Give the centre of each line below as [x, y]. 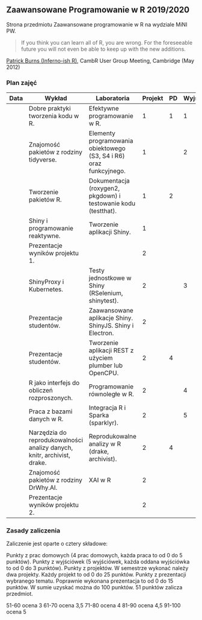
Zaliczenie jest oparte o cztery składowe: [57, 544]
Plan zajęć [22, 83]
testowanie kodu [112, 203]
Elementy [102, 133]
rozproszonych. [51, 398]
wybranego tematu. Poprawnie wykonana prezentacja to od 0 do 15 [90, 581]
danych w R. [46, 419]
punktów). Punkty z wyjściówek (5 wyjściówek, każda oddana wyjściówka [98, 562]
